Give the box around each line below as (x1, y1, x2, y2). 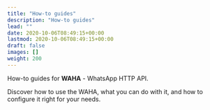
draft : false (7, 42, 45, 49)
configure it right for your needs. (7, 95, 101, 103)
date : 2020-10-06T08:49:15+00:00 (7, 29, 105, 37)
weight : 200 (7, 55, 42, 62)
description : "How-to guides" (7, 17, 96, 24)
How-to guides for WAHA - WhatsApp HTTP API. (7, 74, 149, 82)
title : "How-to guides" (7, 10, 77, 17)
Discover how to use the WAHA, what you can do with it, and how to (7, 87, 204, 95)
